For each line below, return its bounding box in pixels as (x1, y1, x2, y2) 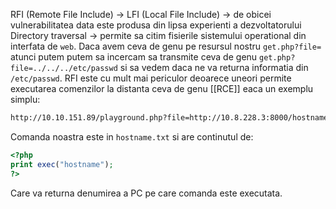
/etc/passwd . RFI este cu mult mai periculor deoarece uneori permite (10, 72, 292, 84)
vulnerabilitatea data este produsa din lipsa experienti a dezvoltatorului (10, 19, 302, 31)
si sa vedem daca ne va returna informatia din (119, 62, 309, 73)
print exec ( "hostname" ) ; (10, 159, 114, 169)
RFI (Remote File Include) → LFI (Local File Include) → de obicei (10, 9, 272, 20)
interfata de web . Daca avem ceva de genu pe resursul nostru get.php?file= (10, 40, 322, 52)
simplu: (10, 94, 41, 105)
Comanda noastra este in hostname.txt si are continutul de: (10, 130, 254, 143)
